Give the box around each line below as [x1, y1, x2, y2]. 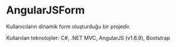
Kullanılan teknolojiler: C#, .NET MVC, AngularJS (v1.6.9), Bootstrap [6, 34, 171, 41]
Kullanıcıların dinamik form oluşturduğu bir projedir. [6, 23, 131, 30]
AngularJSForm [6, 4, 85, 17]
